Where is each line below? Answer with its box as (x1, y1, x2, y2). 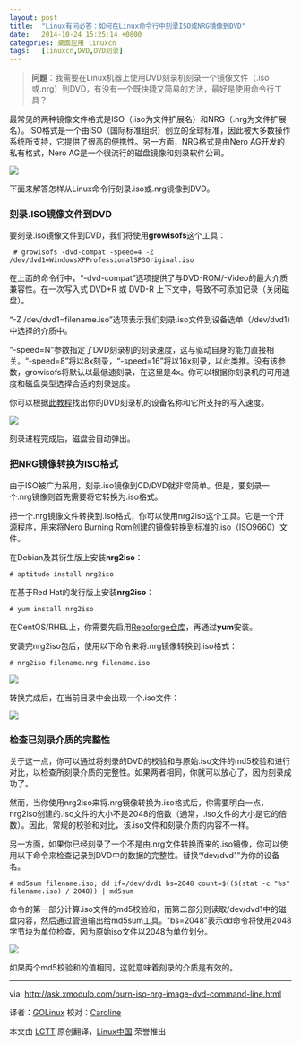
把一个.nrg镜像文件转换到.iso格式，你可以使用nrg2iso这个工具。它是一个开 (9, 510, 285, 521)
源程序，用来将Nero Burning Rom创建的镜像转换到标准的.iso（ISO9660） (9, 522, 280, 532)
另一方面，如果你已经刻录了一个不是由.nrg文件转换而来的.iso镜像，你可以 (9, 839, 280, 849)
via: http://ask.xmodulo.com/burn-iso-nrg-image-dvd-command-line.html (9, 988, 282, 999)
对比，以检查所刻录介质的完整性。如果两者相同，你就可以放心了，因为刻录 (9, 767, 284, 777)
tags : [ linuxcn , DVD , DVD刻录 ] (9, 47, 124, 56)
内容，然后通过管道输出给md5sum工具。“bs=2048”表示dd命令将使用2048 (16, 915, 292, 926)
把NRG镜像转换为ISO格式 (9, 458, 119, 470)
